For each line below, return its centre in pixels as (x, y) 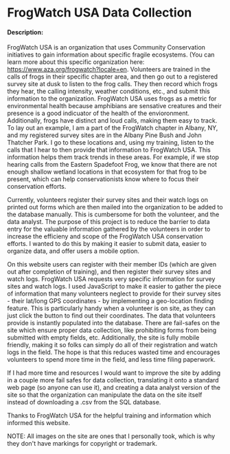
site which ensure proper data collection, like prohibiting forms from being (112, 330)
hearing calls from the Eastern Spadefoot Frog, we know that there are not (112, 165)
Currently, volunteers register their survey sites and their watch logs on (107, 200)
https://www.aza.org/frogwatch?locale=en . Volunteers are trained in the (109, 70)
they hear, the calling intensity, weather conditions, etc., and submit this (109, 92)
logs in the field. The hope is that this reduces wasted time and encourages (114, 352)
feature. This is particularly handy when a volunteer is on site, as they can (112, 309)
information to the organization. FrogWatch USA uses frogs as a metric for (112, 99)
